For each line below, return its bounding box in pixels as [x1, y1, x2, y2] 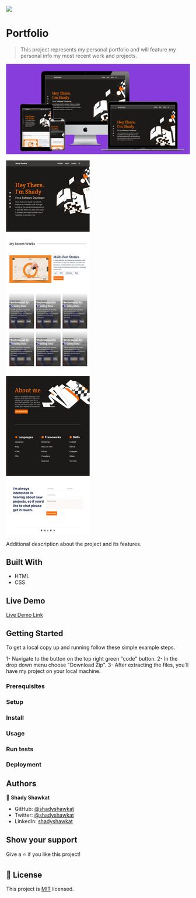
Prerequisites [6, 682, 45, 690]
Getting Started [6, 628, 64, 638]
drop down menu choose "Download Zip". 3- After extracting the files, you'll [6, 661, 189, 668]
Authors [6, 778, 37, 789]
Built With [6, 557, 43, 567]
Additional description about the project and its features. [6, 540, 142, 547]
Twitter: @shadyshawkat [14, 811, 74, 818]
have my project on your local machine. [6, 667, 101, 675]
